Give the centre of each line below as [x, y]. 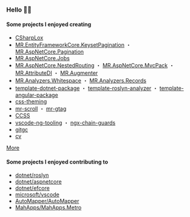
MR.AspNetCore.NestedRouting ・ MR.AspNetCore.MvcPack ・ [95, 66]
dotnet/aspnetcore [38, 182]
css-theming [31, 102]
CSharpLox [29, 38]
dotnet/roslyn [32, 175]
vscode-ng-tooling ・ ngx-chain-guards [65, 123]
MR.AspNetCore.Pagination [49, 52]
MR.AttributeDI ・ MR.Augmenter [56, 73]
